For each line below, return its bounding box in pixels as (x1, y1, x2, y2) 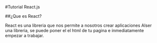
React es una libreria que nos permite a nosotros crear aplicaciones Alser (5, 22, 152, 28)
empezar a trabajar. (5, 33, 44, 38)
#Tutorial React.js (5, 4, 40, 10)
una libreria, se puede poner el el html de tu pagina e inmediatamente (5, 28, 144, 33)
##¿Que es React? (5, 13, 42, 19)
